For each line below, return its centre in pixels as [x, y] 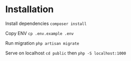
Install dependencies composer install [46, 23]
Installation [30, 9]
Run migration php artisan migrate [42, 43]
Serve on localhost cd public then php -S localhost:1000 [66, 53]
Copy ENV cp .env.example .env [40, 33]
